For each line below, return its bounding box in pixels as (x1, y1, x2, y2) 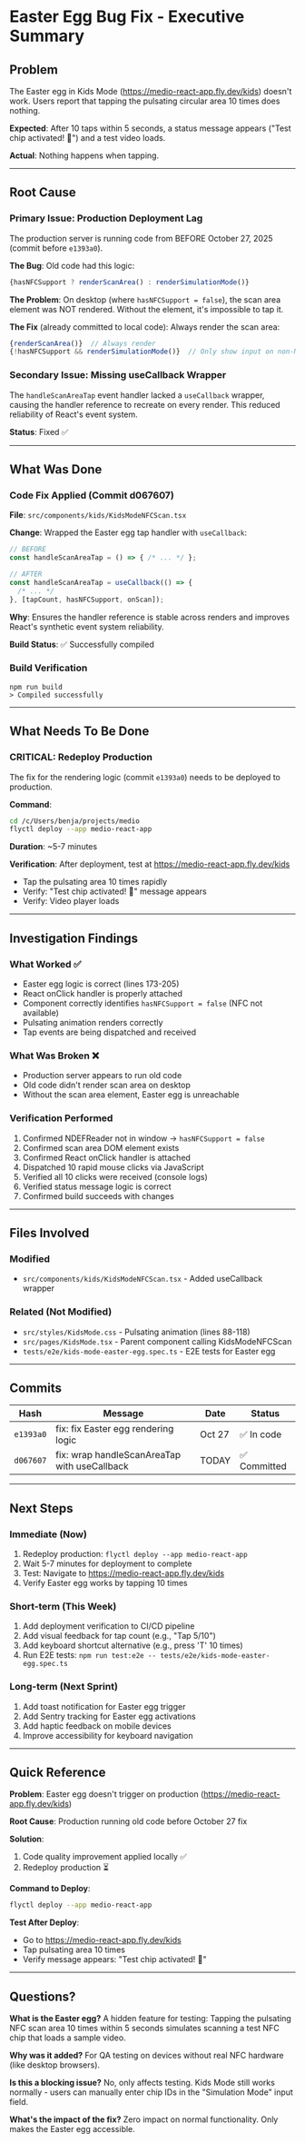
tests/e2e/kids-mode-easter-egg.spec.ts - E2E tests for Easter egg (22, 1345, 276, 1356)
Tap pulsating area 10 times (22, 1944, 125, 1955)
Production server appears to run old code (22, 1070, 182, 1081)
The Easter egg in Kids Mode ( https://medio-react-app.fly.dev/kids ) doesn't (9, 86, 292, 96)
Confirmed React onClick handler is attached (22, 1152, 191, 1163)
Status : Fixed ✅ (9, 426, 69, 437)
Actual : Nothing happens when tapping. (9, 150, 160, 161)
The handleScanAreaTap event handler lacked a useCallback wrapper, (9, 389, 265, 401)
